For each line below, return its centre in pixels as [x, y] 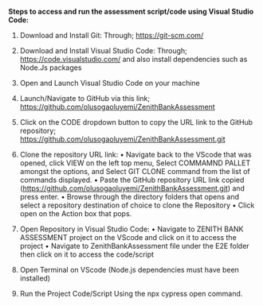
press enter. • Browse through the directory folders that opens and [129, 197]
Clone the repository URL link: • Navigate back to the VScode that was [136, 155]
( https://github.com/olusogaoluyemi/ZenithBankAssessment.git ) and [132, 188]
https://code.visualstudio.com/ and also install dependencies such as [133, 59]
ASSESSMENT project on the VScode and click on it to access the [128, 237]
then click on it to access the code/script [86, 254]
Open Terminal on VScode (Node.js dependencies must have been [129, 270]
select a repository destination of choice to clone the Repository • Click [137, 205]
